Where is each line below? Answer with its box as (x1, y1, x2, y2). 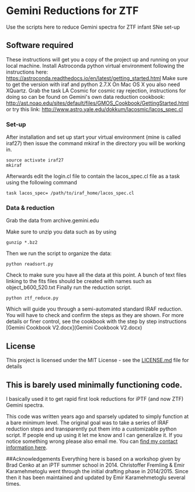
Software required (6, 40, 74, 50)
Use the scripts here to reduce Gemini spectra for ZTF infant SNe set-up (6, 23, 180, 30)
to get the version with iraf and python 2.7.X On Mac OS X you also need (6, 81, 180, 88)
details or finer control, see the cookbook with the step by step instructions (6, 318, 187, 325)
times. (6, 480, 21, 487)
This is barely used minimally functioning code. (6, 380, 183, 390)
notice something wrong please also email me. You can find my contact (6, 438, 178, 445)
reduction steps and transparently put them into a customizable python (6, 425, 177, 432)
